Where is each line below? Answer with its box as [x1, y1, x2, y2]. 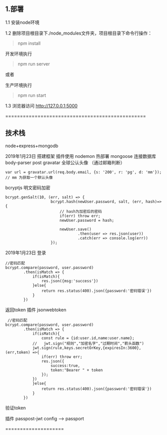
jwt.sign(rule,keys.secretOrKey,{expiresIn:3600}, [32, 345, 142, 350]
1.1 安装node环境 [5, 19, 39, 25]
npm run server [17, 60, 50, 67]
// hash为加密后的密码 [59, 209, 102, 214]
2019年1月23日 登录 [5, 249, 47, 255]
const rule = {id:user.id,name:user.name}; [41, 336, 135, 341]
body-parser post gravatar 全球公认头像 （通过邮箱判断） [5, 159, 125, 165]
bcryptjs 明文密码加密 [5, 184, 51, 190]
